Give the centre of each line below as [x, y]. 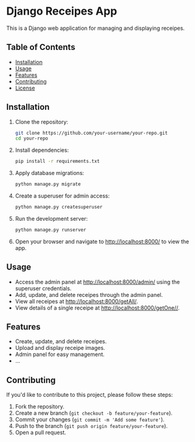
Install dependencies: [42, 150]
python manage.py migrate [48, 184]
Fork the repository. [40, 407]
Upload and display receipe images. [60, 348]
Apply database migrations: [50, 173]
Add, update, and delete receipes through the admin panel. [89, 294]
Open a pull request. [41, 433]
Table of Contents [41, 47]
